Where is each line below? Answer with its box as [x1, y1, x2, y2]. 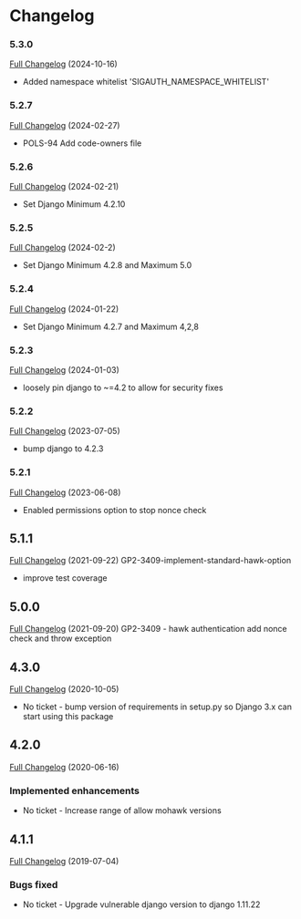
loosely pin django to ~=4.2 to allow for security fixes [22, 382, 223, 393]
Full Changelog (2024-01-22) [9, 303, 119, 315]
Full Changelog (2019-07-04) [9, 855, 119, 866]
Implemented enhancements [9, 784, 140, 797]
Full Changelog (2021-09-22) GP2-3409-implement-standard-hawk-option [9, 555, 292, 566]
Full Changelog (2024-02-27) [9, 119, 120, 130]
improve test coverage [22, 573, 108, 583]
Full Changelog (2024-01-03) [9, 364, 120, 375]
